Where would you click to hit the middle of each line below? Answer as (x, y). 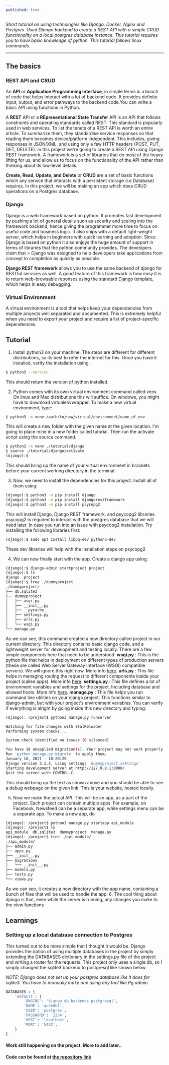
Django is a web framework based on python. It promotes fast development (84, 215)
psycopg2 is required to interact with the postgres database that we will (80, 519)
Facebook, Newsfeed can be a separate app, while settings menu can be (88, 808)
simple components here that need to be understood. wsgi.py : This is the (82, 654)
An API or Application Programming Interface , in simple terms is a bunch (82, 92)
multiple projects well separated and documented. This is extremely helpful (83, 314)
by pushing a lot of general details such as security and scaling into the (79, 221)
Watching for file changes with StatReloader (54, 726)
